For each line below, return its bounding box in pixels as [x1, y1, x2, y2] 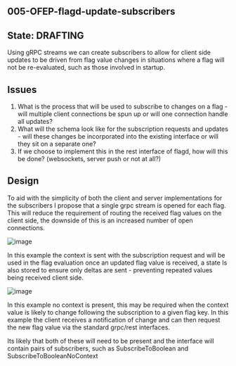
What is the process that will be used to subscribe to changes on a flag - [17, 102, 228, 111]
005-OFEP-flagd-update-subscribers [7, 6, 176, 18]
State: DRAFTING [7, 30, 84, 42]
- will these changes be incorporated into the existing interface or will [17, 132, 219, 141]
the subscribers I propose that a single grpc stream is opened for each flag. [7, 201, 226, 210]
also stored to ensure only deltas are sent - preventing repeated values [7, 265, 213, 274]
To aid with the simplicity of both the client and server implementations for [7, 194, 223, 202]
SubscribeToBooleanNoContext [7, 351, 98, 360]
